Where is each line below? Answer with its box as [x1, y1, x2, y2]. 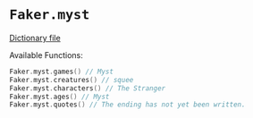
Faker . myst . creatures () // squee [9, 75, 134, 84]
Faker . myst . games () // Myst [9, 67, 114, 76]
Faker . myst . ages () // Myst [9, 92, 110, 101]
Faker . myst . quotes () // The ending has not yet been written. [9, 100, 246, 109]
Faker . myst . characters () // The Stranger [9, 83, 166, 93]
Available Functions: [9, 49, 83, 60]
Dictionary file [9, 32, 61, 43]
